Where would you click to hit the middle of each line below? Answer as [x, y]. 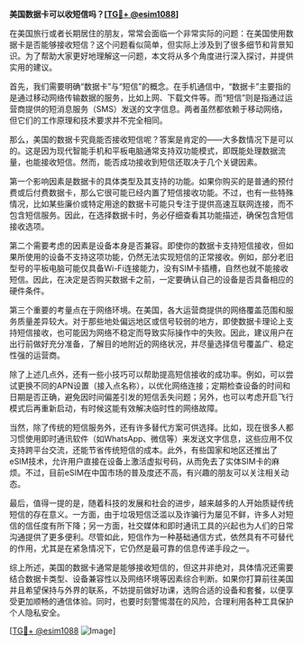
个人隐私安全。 [37, 612]
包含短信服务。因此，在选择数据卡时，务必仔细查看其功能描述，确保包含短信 [151, 215]
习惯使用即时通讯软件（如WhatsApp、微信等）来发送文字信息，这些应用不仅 [151, 439]
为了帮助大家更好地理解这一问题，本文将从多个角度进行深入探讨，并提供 [159, 56]
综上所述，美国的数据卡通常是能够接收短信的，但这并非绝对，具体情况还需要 [151, 567]
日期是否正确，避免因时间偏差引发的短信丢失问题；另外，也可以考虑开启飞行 [151, 397]
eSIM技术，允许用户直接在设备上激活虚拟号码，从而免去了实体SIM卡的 [141, 461]
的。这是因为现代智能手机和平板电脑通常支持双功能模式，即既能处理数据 [143, 151]
